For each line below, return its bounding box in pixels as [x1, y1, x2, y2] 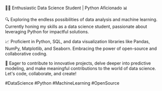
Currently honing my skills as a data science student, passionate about [5, 23, 147, 29]
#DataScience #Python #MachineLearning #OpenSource [5, 80, 120, 86]
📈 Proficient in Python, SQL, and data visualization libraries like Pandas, [5, 39, 150, 44]
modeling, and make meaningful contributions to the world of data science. [5, 66, 156, 71]
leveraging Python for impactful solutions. [5, 29, 89, 34]
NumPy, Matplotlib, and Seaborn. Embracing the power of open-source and [5, 45, 157, 51]
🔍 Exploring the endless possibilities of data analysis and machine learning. [5, 17, 158, 22]
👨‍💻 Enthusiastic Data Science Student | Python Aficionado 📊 [5, 5, 128, 11]
